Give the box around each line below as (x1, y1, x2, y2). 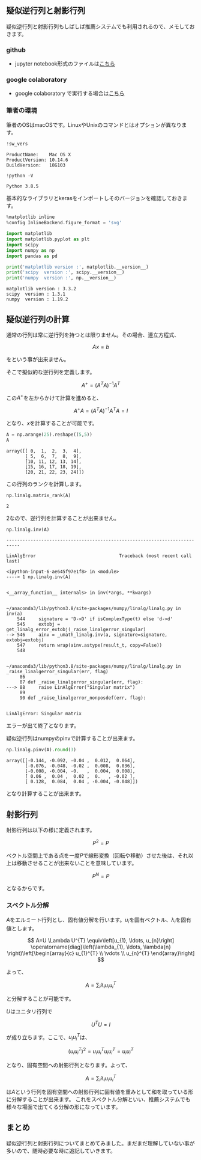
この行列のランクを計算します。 (6, 480, 85, 487)
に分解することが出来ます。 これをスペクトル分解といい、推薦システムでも (6, 1096, 191, 1103)
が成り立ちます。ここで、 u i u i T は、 (6, 1033, 91, 1042)
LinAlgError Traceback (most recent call (6, 553, 192, 559)
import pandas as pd (6, 253, 58, 259)
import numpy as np (6, 247, 55, 254)
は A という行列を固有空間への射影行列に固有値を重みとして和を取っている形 (6, 1088, 194, 1096)
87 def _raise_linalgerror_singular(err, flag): (19, 679, 144, 685)
